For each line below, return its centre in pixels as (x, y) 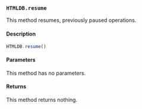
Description (21, 34)
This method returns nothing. (42, 100)
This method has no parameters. (46, 73)
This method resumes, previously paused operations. (71, 20)
